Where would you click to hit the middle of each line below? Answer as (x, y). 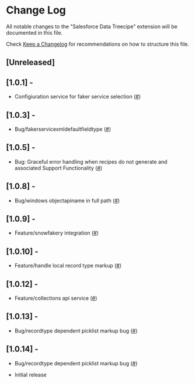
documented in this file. (34, 32)
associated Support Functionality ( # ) (58, 168)
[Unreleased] (31, 62)
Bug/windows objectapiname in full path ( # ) (67, 201)
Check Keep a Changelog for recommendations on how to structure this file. (98, 44)
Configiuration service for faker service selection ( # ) (78, 97)
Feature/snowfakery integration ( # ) (57, 233)
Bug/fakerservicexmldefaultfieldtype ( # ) (62, 129)
